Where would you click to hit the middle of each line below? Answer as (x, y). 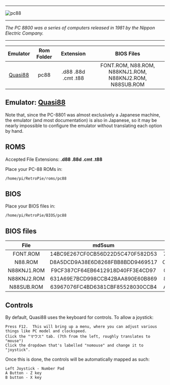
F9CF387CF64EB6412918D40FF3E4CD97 (103, 271)
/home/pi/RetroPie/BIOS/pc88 (36, 216)
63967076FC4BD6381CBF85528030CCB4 (103, 287)
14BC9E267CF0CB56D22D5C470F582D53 (103, 254)
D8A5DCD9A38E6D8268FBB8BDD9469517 (104, 262)
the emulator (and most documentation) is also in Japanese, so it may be (81, 120)
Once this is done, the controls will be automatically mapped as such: (78, 360)
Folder (44, 57)
